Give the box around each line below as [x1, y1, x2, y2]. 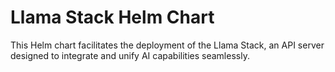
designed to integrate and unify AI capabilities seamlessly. [10, 49, 250, 61]
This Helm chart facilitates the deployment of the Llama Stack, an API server [10, 39, 325, 51]
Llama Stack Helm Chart [10, 6, 215, 29]
